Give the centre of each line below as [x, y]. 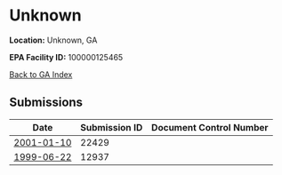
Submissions [46, 103]
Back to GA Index [41, 74]
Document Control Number [209, 127]
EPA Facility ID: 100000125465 [66, 57]
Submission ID [111, 127]
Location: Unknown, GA [53, 40]
